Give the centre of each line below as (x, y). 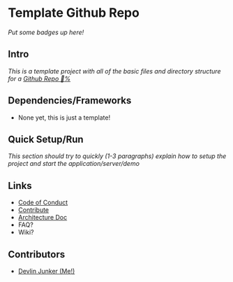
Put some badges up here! (46, 32)
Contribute (33, 210)
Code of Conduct (43, 203)
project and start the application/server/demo (74, 164)
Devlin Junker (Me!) (46, 271)
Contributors (37, 254)
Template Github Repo (74, 13)
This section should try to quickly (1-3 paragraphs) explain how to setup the (117, 156)
